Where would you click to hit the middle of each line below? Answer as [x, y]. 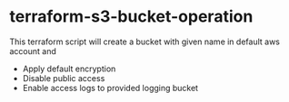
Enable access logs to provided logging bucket [110, 88]
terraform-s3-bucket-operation [131, 17]
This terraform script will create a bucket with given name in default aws [144, 42]
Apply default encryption [69, 69]
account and [33, 51]
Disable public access [64, 78]
